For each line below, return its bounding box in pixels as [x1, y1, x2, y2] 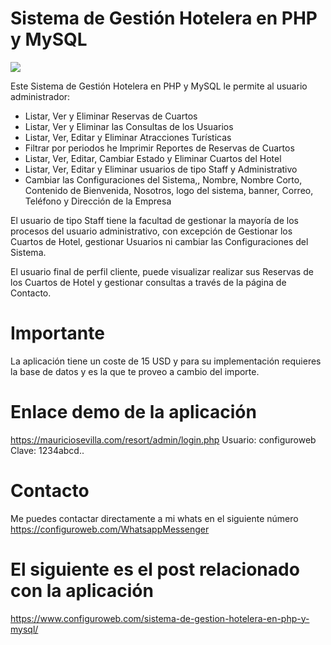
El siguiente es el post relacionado [10, 558, 300, 581]
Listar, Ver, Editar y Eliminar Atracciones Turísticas [24, 131, 232, 143]
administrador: [10, 90, 71, 102]
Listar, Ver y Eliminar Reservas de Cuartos [24, 110, 198, 122]
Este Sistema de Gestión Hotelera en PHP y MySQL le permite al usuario [10, 80, 308, 92]
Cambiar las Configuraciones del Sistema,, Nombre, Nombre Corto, [24, 173, 303, 186]
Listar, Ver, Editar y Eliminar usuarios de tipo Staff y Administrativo [24, 163, 298, 175]
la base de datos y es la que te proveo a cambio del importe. [10, 365, 260, 377]
